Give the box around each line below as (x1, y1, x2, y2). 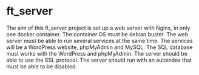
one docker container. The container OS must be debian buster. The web (6, 30, 189, 37)
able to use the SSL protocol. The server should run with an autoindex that (6, 56, 192, 64)
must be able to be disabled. (6, 62, 78, 70)
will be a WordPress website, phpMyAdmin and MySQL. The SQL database (6, 44, 193, 51)
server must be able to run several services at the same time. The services (6, 37, 193, 44)
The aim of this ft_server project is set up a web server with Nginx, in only (6, 24, 191, 31)
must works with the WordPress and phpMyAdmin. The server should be (6, 50, 188, 57)
